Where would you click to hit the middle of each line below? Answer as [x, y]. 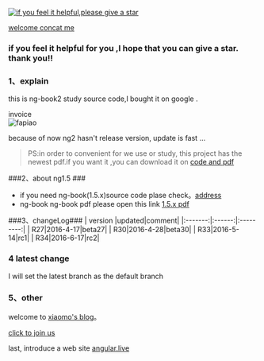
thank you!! [31, 58]
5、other [26, 298]
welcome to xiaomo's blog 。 [55, 316]
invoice [20, 115]
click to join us [32, 332]
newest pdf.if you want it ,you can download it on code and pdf [131, 162]
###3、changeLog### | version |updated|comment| [94, 221]
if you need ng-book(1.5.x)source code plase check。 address [121, 196]
